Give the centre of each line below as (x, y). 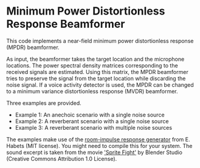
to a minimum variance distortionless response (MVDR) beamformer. (92, 91)
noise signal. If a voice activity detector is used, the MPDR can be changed (100, 85)
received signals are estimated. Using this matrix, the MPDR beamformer (97, 72)
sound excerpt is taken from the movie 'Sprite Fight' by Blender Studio (94, 152)
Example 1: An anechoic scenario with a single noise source (90, 115)
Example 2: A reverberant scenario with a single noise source (92, 121)
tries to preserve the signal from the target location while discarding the (96, 78)
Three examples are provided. (44, 103)
